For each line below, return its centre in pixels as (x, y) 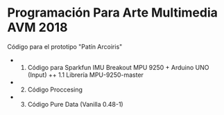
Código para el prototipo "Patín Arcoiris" (65, 46)
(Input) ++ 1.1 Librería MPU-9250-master (86, 75)
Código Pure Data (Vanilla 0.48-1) (75, 104)
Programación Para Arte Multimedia (113, 13)
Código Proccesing (55, 89)
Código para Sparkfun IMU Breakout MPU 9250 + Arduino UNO (118, 67)
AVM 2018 (37, 27)
